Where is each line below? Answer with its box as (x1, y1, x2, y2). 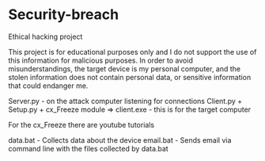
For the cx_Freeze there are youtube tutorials (8, 120, 155, 129)
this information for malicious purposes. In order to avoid (8, 56, 194, 65)
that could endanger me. (8, 81, 89, 90)
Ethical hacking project (8, 32, 83, 41)
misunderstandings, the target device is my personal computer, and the (8, 63, 241, 73)
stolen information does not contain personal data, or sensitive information (8, 72, 252, 82)
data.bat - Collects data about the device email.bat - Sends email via (8, 135, 232, 144)
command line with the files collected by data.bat (8, 144, 168, 153)
